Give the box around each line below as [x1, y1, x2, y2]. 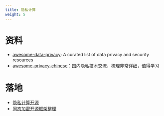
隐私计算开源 [12, 100, 39, 106]
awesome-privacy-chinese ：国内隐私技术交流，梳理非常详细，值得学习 [12, 63, 160, 69]
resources [12, 57, 33, 63]
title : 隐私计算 [5, 7, 36, 12]
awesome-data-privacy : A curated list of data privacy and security [12, 52, 150, 58]
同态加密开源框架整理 [12, 106, 56, 112]
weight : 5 [5, 12, 26, 17]
